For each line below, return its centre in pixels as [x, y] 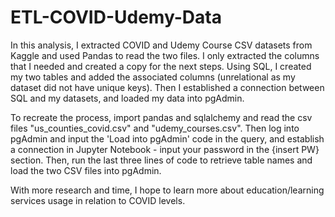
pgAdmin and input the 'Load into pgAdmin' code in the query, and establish [167, 138]
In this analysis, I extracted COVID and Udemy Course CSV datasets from [161, 45]
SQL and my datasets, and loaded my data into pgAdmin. [127, 98]
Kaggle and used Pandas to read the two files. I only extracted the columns [165, 55]
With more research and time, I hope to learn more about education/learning [167, 190]
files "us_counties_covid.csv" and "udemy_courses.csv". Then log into [155, 128]
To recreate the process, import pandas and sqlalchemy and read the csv [161, 117]
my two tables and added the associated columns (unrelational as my [153, 77]
